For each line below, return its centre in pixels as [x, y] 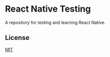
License [17, 38]
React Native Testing [48, 9]
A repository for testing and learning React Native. [55, 22]
